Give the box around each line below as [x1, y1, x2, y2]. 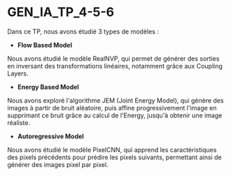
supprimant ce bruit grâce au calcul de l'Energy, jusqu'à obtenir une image [7, 111, 223, 119]
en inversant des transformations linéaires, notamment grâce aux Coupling [7, 61, 223, 70]
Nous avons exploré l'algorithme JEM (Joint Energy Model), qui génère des [7, 96, 224, 105]
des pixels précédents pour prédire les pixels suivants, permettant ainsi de [7, 153, 222, 161]
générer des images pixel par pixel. [7, 160, 108, 168]
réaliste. [7, 118, 31, 126]
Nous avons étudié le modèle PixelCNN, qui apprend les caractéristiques [7, 145, 217, 154]
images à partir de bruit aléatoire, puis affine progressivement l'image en [7, 103, 217, 112]
